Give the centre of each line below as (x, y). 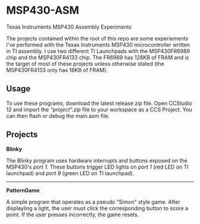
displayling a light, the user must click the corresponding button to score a (97, 208)
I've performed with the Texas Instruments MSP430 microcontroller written (98, 45)
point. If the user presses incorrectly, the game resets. (73, 214)
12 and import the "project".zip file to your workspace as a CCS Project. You (99, 109)
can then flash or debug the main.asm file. (58, 116)
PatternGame (23, 190)
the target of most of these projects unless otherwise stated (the (85, 64)
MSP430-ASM (43, 10)
